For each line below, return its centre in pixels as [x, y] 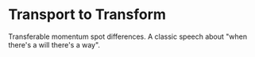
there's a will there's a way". [54, 44]
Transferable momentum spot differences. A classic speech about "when [128, 36]
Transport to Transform [87, 15]
